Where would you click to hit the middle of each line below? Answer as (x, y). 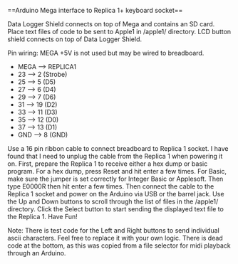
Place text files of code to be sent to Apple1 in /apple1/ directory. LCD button (119, 32)
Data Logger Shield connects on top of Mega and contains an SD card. (111, 24)
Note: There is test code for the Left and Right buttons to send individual (113, 230)
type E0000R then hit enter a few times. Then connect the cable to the (111, 186)
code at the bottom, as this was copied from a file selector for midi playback (119, 245)
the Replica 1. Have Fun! (43, 217)
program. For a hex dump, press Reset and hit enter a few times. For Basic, (117, 171)
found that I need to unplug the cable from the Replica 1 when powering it (115, 156)
